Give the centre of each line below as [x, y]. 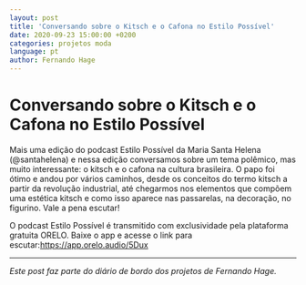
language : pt [34, 52]
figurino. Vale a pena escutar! [65, 208]
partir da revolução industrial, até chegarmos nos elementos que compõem [151, 188]
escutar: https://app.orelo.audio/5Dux [79, 244]
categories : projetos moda [61, 43]
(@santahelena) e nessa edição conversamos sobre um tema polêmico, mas [153, 159]
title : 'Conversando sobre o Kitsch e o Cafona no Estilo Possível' [142, 26]
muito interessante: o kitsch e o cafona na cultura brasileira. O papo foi [142, 168]
